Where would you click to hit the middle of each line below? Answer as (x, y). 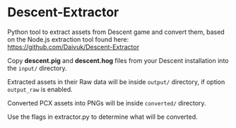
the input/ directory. (37, 68)
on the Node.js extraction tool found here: (68, 39)
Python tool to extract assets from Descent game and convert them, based (116, 32)
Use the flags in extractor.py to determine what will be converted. (102, 117)
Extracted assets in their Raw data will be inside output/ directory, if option (116, 81)
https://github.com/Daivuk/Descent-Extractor (73, 47)
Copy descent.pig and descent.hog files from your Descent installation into (118, 60)
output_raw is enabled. (40, 89)
